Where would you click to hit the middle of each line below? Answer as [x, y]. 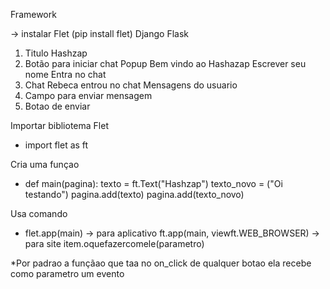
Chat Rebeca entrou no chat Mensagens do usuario [131, 85]
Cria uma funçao [45, 164]
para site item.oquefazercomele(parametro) [114, 243]
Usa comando [39, 213]
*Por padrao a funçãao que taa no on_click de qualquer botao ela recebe [161, 263]
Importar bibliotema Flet [59, 125]
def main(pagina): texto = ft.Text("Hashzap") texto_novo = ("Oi [153, 183]
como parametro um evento [67, 273]
